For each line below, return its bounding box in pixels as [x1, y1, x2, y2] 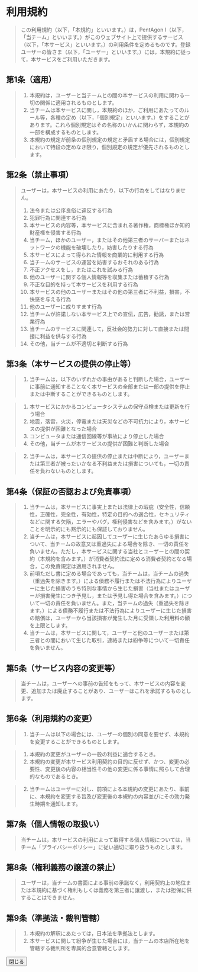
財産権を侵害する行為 [29, 229, 82, 236]
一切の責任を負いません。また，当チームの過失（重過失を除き [40, 599, 190, 607]
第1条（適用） [6, 75, 57, 85]
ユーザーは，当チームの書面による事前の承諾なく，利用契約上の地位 [20, 879, 186, 886]
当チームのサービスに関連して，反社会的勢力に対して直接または [29, 325, 184, 332]
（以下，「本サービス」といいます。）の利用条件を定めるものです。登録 [20, 41, 191, 48]
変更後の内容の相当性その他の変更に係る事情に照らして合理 [45, 765, 190, 772]
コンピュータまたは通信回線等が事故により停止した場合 [29, 433, 164, 440]
